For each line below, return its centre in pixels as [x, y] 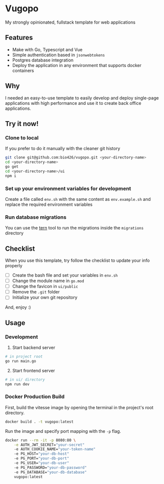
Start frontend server [33, 370]
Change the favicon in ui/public [45, 287]
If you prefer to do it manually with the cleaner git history [63, 149]
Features [19, 38]
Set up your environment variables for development [68, 189]
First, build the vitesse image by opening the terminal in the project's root [79, 407]
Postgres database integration [43, 60]
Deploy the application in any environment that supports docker [77, 65]
